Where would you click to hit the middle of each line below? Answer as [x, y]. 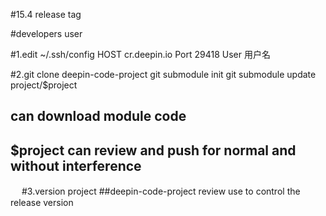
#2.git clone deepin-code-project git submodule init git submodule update [163, 74]
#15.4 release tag [46, 14]
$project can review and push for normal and [153, 150]
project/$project [44, 85]
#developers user [46, 33]
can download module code [98, 116]
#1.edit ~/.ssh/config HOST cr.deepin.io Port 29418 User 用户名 [140, 54]
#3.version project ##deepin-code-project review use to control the [161, 191]
